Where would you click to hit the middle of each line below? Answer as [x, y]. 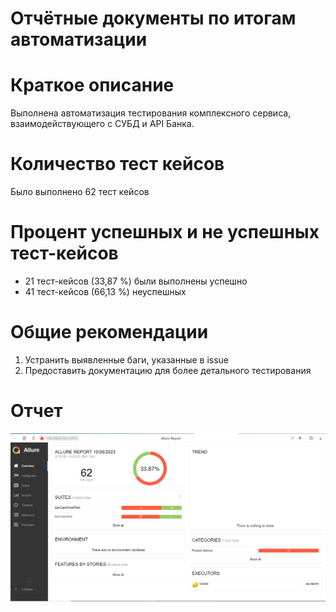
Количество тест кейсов [117, 164]
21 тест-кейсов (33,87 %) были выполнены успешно [136, 281]
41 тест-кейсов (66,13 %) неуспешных [105, 291]
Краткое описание [92, 85]
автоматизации [79, 39]
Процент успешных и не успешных [165, 232]
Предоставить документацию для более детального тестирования [168, 370]
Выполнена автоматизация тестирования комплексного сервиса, [151, 113]
